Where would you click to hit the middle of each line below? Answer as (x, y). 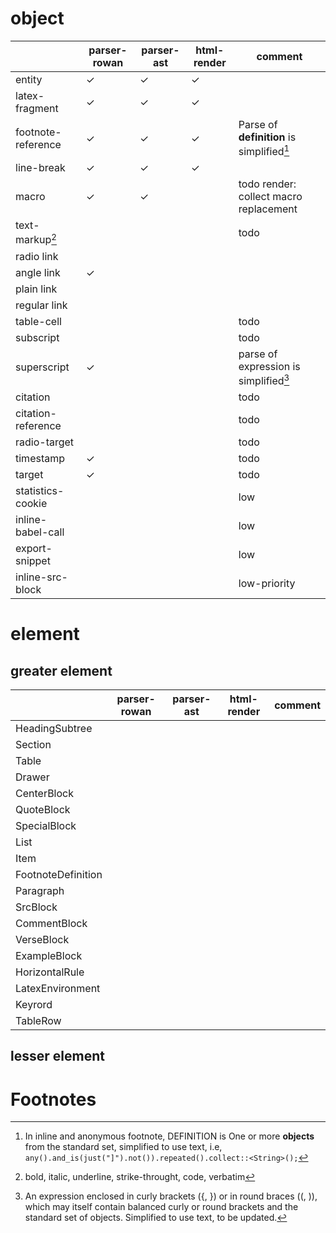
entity (29, 79)
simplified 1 (264, 150)
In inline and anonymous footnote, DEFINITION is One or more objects (169, 1136)
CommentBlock (51, 923)
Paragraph (40, 890)
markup (33, 240)
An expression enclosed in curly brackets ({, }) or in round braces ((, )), (171, 1196)
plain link (36, 289)
